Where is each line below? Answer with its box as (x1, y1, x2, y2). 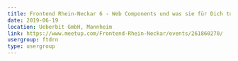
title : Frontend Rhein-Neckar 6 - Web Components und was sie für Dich (7, 10, 223, 18)
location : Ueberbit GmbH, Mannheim (7, 23, 113, 30)
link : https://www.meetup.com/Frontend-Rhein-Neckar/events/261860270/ (7, 29, 223, 37)
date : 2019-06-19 (7, 17, 59, 24)
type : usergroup (7, 43, 55, 50)
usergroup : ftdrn (7, 36, 59, 43)
